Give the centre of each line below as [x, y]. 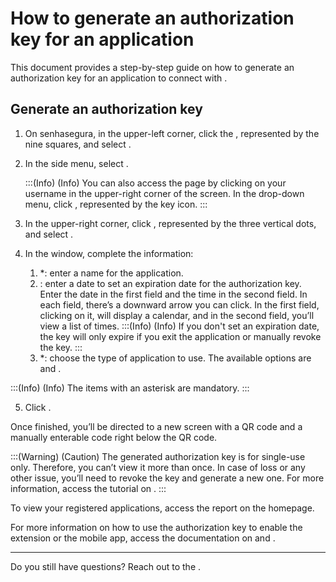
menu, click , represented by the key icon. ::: [116, 204]
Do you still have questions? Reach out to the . [106, 566]
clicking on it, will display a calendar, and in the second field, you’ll [177, 315]
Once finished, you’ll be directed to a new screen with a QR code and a [156, 426]
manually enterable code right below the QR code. [114, 437]
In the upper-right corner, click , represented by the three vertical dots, [170, 223]
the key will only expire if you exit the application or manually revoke [180, 336]
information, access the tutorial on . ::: [88, 488]
